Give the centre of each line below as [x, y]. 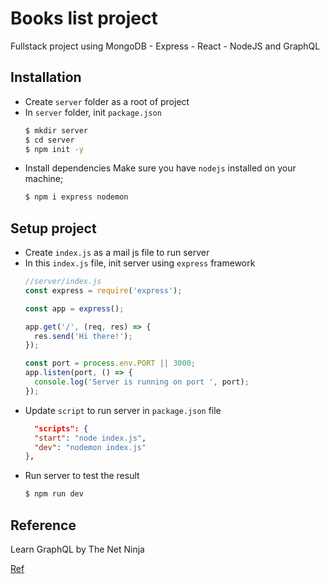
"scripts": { [61, 428]
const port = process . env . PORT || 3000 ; [110, 363]
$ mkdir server [56, 130]
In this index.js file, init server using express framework [140, 263]
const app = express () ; [74, 308]
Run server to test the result [82, 476]
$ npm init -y [54, 149]
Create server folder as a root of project [107, 101]
